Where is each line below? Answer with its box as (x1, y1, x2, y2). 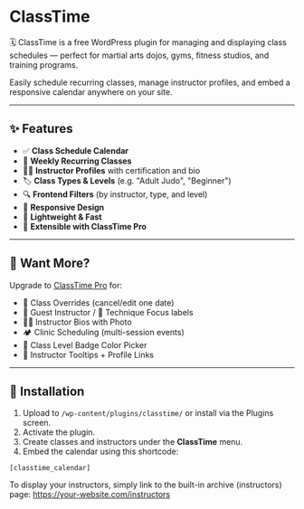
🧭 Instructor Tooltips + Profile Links (22, 349, 155, 360)
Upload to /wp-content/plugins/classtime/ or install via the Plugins (22, 408, 274, 419)
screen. (22, 418, 52, 429)
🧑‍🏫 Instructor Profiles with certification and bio (22, 165, 201, 175)
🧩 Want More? (9, 256, 90, 271)
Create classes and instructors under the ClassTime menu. (22, 437, 243, 448)
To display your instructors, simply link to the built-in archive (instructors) (9, 479, 282, 490)
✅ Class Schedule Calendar (22, 145, 129, 156)
